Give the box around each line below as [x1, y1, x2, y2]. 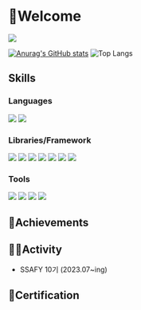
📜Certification [8, 288, 80, 302]
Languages [8, 96, 53, 107]
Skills [8, 72, 36, 85]
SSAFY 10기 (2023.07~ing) [19, 265, 108, 274]
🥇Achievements [8, 215, 89, 230]
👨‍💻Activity [8, 243, 62, 256]
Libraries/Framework [8, 135, 92, 146]
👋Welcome [8, 7, 82, 26]
